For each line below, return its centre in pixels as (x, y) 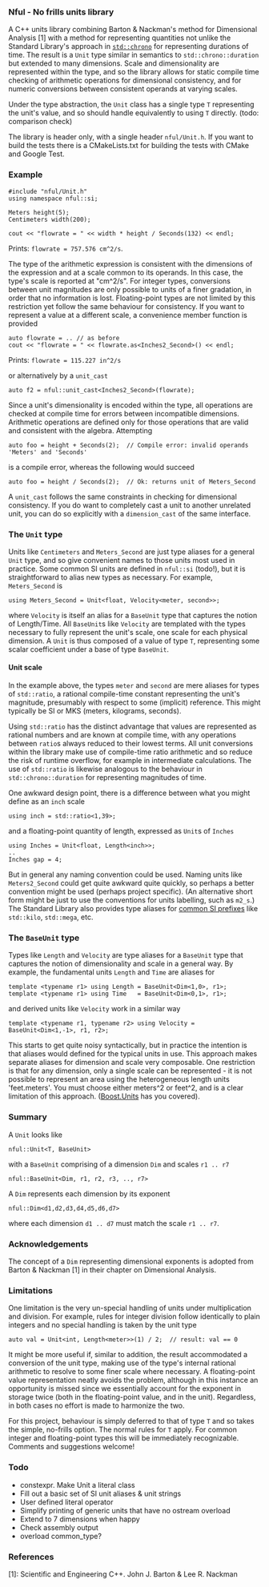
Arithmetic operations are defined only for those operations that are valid (128, 422)
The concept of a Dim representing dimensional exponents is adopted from (131, 1261)
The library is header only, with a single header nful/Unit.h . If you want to (131, 137)
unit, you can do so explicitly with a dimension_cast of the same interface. (130, 513)
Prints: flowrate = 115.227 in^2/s (65, 360)
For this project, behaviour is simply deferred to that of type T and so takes (131, 1421)
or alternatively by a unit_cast (58, 376)
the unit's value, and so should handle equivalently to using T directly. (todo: (134, 113)
